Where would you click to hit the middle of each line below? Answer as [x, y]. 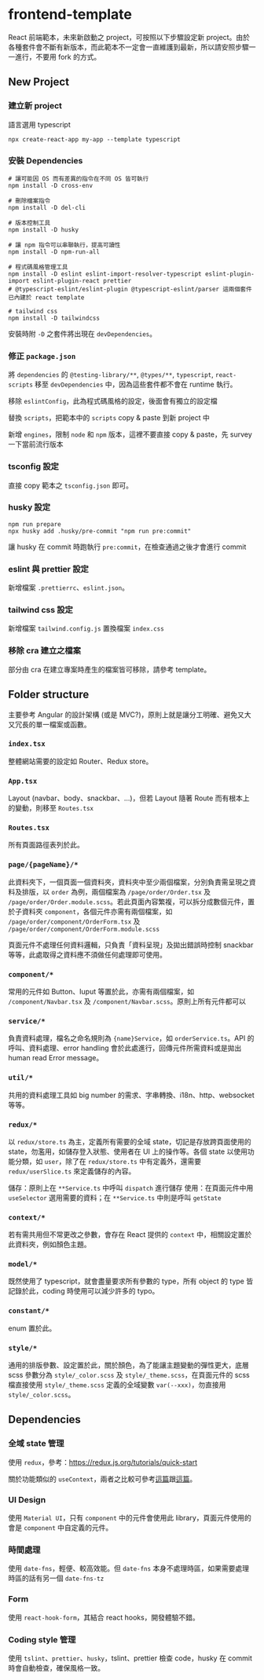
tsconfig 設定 [33, 467]
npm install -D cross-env [50, 185]
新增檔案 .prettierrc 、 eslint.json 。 [69, 587]
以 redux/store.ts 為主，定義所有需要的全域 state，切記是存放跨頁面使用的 [130, 1141]
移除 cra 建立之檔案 [44, 651]
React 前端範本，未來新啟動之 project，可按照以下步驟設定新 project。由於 [129, 37]
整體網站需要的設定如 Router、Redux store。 [81, 761]
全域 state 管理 [36, 1444]
